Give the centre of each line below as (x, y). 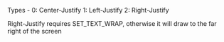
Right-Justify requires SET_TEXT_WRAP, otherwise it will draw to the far (112, 23)
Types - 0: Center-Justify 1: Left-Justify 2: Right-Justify (88, 10)
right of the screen (34, 31)
